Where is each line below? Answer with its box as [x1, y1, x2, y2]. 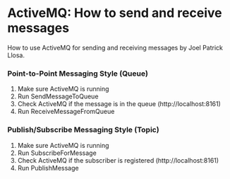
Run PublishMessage [17, 163, 79, 172]
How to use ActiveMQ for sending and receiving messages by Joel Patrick [7, 43, 224, 52]
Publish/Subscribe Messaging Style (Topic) [7, 125, 160, 135]
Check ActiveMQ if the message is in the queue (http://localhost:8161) [17, 100, 221, 108]
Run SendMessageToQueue [17, 92, 99, 100]
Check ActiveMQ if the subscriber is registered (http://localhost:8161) [17, 156, 219, 164]
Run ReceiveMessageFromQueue [17, 108, 115, 116]
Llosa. [7, 51, 25, 59]
